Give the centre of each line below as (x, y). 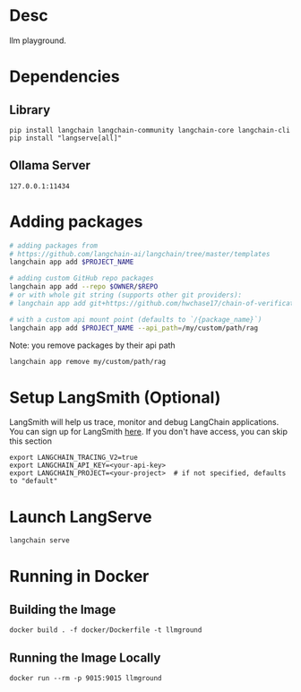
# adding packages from (54, 246)
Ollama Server (50, 165)
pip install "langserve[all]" (66, 138)
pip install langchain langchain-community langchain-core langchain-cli (150, 130)
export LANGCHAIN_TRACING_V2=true (74, 458)
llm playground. (38, 40)
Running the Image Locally (85, 657)
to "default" (34, 481)
